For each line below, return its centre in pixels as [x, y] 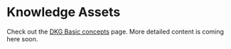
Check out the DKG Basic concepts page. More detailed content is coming [116, 31]
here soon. [22, 38]
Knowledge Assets [64, 12]
